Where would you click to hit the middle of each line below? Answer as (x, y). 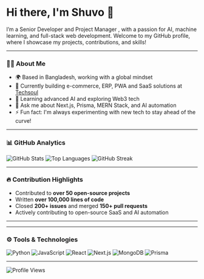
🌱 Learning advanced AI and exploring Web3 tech (77, 99)
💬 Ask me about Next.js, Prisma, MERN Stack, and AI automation (96, 105)
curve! (23, 121)
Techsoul (26, 92)
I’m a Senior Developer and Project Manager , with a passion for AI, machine (102, 29)
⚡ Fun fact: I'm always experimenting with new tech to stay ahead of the (105, 112)
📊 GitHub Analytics (36, 143)
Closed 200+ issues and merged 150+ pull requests (81, 205)
